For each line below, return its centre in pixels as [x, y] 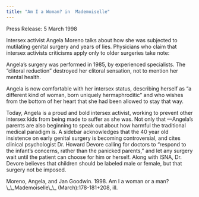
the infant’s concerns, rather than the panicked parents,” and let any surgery [99, 151]
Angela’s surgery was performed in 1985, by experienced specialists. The [96, 64]
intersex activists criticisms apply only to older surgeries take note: [88, 53]
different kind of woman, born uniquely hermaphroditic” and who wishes [95, 95]
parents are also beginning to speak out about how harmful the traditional [96, 125]
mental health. [24, 77]
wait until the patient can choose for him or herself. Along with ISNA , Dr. [94, 157]
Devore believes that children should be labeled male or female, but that [94, 163]
